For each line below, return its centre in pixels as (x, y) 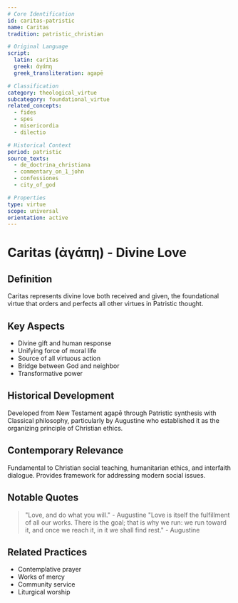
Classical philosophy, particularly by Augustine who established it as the (113, 420)
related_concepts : (35, 106)
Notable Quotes (43, 498)
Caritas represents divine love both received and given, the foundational (113, 296)
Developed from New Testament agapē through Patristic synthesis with (112, 413)
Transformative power (50, 374)
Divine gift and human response (64, 343)
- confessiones (36, 179)
